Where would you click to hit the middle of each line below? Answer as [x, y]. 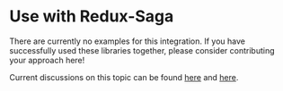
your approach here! [47, 60]
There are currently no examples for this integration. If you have [127, 41]
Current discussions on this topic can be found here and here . [124, 77]
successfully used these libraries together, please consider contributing [142, 50]
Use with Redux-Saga [92, 17]
